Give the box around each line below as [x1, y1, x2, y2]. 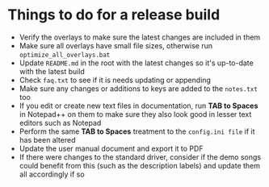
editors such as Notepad [19, 118, 102, 127]
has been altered [19, 135, 76, 144]
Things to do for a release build [7, 6, 221, 24]
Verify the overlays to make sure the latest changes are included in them [19, 32, 261, 42]
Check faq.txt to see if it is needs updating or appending [19, 75, 212, 85]
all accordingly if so [19, 169, 86, 179]
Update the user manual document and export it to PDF [19, 143, 204, 153]
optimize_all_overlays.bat [19, 51, 111, 59]
